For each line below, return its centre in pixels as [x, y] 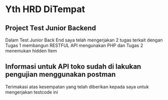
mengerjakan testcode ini [32, 92]
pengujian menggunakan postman [60, 74]
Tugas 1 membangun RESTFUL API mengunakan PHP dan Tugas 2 [74, 45]
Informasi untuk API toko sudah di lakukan [73, 67]
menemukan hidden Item [31, 51]
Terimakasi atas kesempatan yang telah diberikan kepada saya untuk [77, 86]
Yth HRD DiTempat [45, 9]
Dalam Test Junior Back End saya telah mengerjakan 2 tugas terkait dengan [84, 40]
